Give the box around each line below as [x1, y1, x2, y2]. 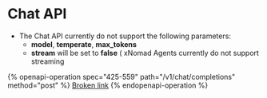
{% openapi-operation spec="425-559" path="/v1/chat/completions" [7, 72, 236, 81]
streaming [30, 57, 65, 66]
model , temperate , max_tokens [30, 39, 137, 49]
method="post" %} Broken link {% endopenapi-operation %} [7, 80, 209, 90]
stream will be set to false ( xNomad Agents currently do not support [30, 48, 259, 57]
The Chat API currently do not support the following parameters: [18, 31, 231, 41]
